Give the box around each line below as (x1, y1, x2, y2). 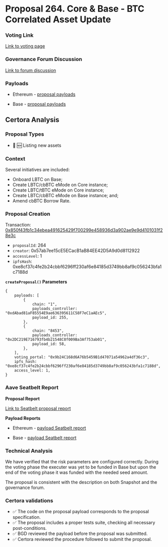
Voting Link (5, 32, 34, 39)
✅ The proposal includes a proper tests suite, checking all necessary (12, 520, 155, 526)
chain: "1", (32, 302, 57, 307)
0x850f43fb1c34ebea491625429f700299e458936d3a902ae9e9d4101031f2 (5, 227, 163, 233)
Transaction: (5, 222, 31, 228)
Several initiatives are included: (5, 167, 70, 173)
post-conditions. (12, 525, 47, 531)
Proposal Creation (5, 210, 50, 217)
